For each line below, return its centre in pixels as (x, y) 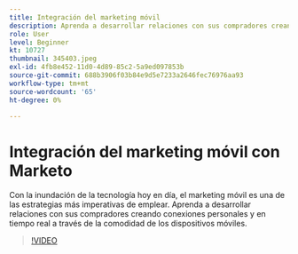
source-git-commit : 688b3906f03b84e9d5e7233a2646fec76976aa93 (126, 75)
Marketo (41, 171)
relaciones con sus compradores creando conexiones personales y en (137, 214)
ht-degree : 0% (35, 100)
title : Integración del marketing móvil (85, 17)
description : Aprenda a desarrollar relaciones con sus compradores (138, 26)
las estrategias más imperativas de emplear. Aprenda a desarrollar (130, 204)
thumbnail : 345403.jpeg (53, 59)
